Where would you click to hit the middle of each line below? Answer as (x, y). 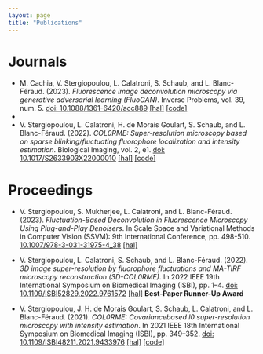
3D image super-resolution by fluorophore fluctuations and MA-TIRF (130, 268)
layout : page (29, 15)
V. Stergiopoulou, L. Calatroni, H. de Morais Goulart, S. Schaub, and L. (132, 125)
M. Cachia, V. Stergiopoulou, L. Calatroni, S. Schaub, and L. (115, 83)
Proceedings (50, 190)
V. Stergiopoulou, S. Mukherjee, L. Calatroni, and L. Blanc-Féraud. (126, 212)
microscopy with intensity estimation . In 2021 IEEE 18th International (130, 326)
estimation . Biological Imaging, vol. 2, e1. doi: (92, 150)
